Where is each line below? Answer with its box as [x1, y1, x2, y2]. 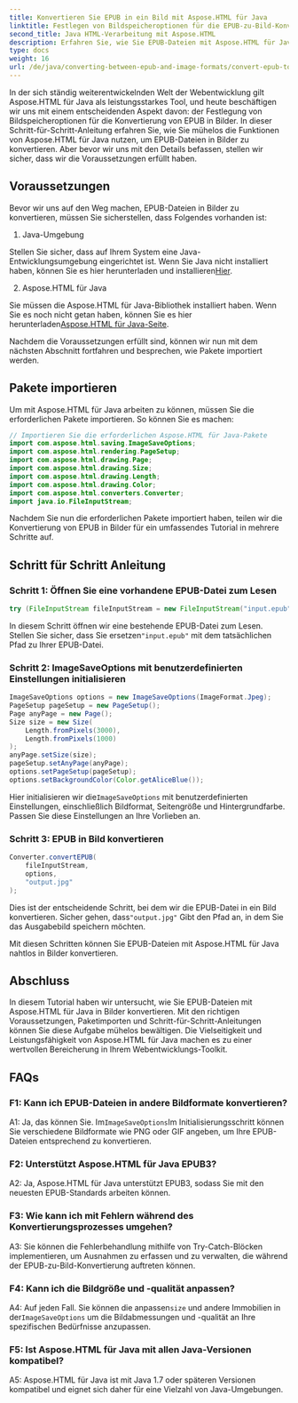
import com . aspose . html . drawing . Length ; [9, 472, 161, 481]
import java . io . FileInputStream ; [9, 497, 133, 506]
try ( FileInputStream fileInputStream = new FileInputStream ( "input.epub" [9, 605, 292, 613]
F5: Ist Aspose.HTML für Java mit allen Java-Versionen [9, 1343, 252, 1356]
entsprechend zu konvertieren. [39, 1135, 153, 1147]
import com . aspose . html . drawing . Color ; [9, 480, 157, 489]
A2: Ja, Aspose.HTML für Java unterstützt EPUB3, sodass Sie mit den [9, 1178, 264, 1189]
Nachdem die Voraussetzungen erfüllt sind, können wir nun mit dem [9, 335, 259, 347]
